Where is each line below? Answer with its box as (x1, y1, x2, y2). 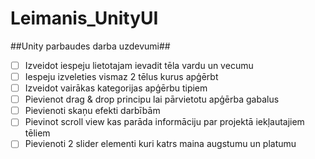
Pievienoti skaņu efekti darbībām (24, 105, 161, 117)
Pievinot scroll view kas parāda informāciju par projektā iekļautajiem (24, 116, 305, 128)
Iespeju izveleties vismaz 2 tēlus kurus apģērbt (24, 71, 219, 82)
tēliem (24, 127, 51, 139)
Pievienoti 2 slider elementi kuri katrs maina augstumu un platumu (24, 138, 297, 150)
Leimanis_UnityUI (10, 7, 159, 30)
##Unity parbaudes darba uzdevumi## (10, 40, 171, 52)
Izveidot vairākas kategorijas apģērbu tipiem (24, 82, 208, 94)
